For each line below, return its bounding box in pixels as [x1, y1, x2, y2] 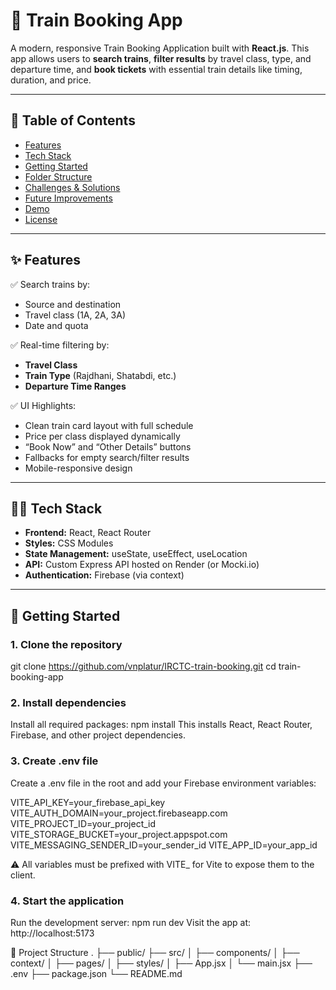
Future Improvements [24, 192, 113, 204]
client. [10, 869, 36, 881]
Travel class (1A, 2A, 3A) [24, 309, 127, 321]
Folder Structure [24, 170, 93, 183]
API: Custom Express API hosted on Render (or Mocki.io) [24, 559, 260, 571]
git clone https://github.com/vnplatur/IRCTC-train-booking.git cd [10, 660, 277, 673]
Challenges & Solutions [24, 181, 121, 193]
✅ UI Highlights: [10, 399, 77, 411]
